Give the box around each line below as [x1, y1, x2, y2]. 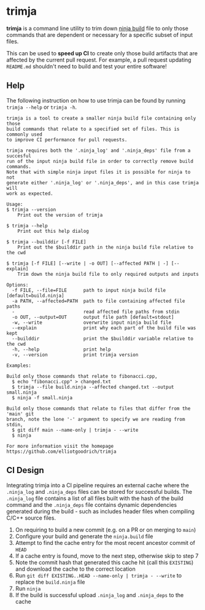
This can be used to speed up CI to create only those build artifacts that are [6, 49, 198, 57]
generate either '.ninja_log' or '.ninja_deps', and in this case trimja [6, 179, 199, 186]
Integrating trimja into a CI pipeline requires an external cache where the [6, 481, 189, 489]
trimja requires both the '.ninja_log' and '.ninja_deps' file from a [6, 147, 191, 154]
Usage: [6, 201, 23, 207]
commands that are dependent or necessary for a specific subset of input [6, 31, 193, 38]
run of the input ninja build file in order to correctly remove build [6, 158, 193, 164]
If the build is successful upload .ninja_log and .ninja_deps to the [15, 591, 184, 598]
